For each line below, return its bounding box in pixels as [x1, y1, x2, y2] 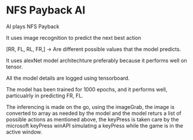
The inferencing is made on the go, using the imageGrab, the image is [6, 103, 175, 110]
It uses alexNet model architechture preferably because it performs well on [6, 57, 188, 64]
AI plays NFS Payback [6, 23, 60, 30]
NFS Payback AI [6, 4, 86, 17]
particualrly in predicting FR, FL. [6, 92, 83, 99]
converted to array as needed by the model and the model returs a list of [6, 110, 182, 117]
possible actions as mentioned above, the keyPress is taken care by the [6, 115, 179, 123]
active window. [6, 128, 42, 135]
